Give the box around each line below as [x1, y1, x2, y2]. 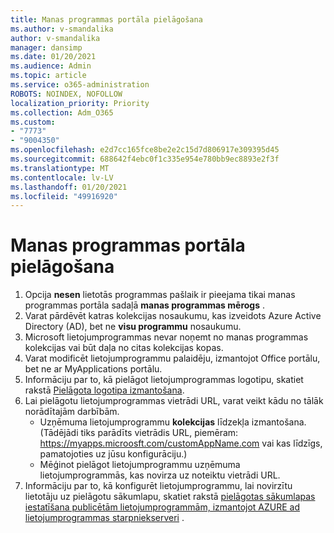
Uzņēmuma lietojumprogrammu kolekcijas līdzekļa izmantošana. [39, 416, 307, 428]
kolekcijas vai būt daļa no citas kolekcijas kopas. [24, 342, 224, 354]
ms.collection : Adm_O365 [10, 107, 114, 118]
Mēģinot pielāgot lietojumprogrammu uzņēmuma [39, 459, 241, 471]
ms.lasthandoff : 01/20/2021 [10, 182, 128, 192]
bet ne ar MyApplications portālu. [24, 363, 163, 375]
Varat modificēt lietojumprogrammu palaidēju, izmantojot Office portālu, [24, 352, 321, 365]
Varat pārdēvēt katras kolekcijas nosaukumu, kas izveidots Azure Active [24, 310, 322, 322]
